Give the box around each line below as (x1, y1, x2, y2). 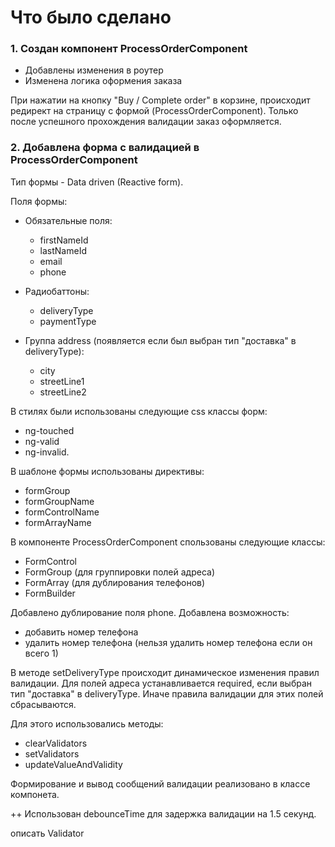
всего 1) (24, 647, 59, 659)
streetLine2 (39, 386, 87, 398)
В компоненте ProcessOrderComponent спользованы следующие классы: (10, 536, 326, 548)
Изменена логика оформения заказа (24, 75, 183, 87)
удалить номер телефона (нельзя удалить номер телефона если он (24, 636, 313, 648)
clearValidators (24, 737, 88, 749)
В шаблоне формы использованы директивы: (10, 465, 205, 477)
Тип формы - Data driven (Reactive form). (10, 176, 184, 188)
